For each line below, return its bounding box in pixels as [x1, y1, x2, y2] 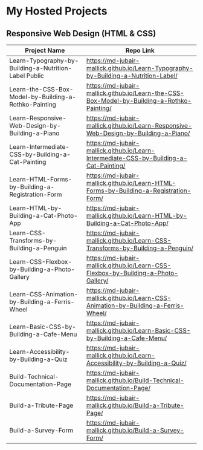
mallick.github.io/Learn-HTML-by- [86, 212, 187, 220]
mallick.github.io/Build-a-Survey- [86, 426, 184, 434]
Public [26, 71, 44, 80]
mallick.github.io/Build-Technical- [86, 376, 184, 385]
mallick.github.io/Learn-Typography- [86, 64, 193, 72]
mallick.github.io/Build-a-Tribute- [86, 401, 184, 409]
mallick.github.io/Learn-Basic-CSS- [86, 327, 191, 334]
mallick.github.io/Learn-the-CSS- [86, 89, 184, 97]
